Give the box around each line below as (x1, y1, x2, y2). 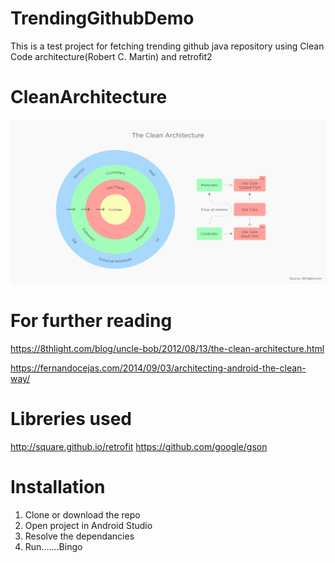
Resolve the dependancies (24, 530, 135, 542)
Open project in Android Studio (24, 520, 153, 531)
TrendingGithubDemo (10, 7, 195, 30)
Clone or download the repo (24, 509, 141, 521)
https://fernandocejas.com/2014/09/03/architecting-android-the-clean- (10, 362, 307, 374)
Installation (10, 476, 106, 499)
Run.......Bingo (24, 541, 83, 552)
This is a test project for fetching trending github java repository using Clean (10, 40, 325, 52)
